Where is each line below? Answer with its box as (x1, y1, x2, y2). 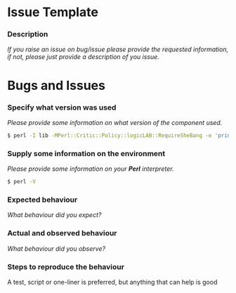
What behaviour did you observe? (7, 244, 106, 253)
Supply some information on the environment (7, 148, 166, 158)
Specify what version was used (7, 103, 117, 112)
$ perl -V (7, 178, 37, 185)
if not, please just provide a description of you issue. (7, 53, 159, 61)
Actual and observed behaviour (7, 228, 117, 238)
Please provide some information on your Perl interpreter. (7, 164, 174, 173)
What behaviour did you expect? (7, 211, 102, 219)
